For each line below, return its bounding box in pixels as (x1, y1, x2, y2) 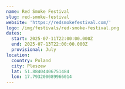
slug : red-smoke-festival (6, 14, 69, 20)
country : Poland (11, 57, 51, 63)
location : (6, 52, 31, 58)
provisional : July (11, 47, 57, 53)
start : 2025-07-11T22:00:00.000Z (11, 36, 93, 42)
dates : (6, 30, 22, 36)
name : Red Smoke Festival (6, 8, 69, 15)
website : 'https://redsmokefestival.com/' (6, 19, 112, 25)
